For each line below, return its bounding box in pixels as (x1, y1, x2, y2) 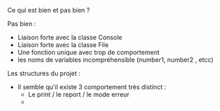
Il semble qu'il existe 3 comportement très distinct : (17, 83, 167, 91)
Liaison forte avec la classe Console (17, 33, 123, 41)
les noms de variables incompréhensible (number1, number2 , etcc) (17, 55, 214, 64)
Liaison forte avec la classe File (17, 41, 109, 48)
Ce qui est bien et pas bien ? (7, 6, 90, 14)
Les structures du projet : (7, 70, 81, 77)
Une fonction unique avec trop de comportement (17, 48, 160, 56)
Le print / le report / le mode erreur (28, 91, 130, 98)
